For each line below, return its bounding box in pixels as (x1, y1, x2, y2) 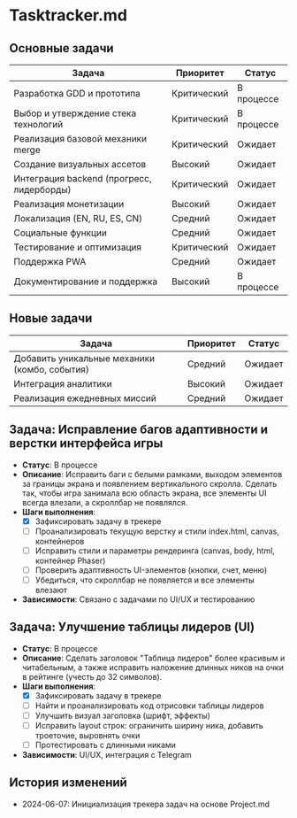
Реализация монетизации (13, 198, 125, 210)
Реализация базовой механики (13, 133, 148, 144)
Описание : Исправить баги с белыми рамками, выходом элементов (21, 468, 283, 479)
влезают (34, 584, 68, 595)
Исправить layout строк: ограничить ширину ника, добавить (34, 720, 263, 730)
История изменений (9, 776, 128, 791)
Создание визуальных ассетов (13, 158, 147, 170)
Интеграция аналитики (13, 377, 112, 390)
